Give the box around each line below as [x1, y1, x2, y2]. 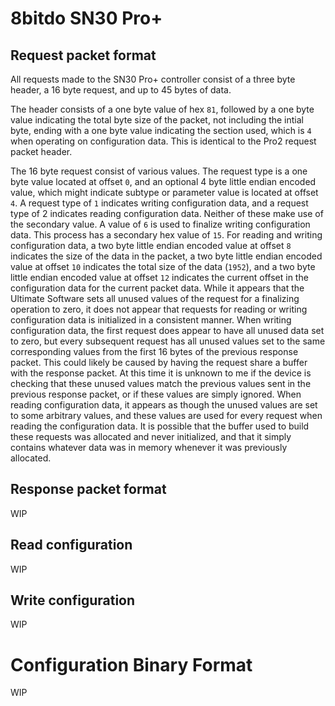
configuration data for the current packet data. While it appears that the [10, 282, 305, 294]
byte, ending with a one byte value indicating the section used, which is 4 [10, 125, 312, 136]
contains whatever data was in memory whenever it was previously [10, 442, 288, 453]
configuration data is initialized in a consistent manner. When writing [10, 314, 292, 326]
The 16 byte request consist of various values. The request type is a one [10, 165, 308, 177]
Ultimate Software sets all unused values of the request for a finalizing [10, 293, 300, 304]
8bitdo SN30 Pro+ [10, 7, 163, 30]
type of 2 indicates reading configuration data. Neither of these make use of [10, 208, 324, 219]
